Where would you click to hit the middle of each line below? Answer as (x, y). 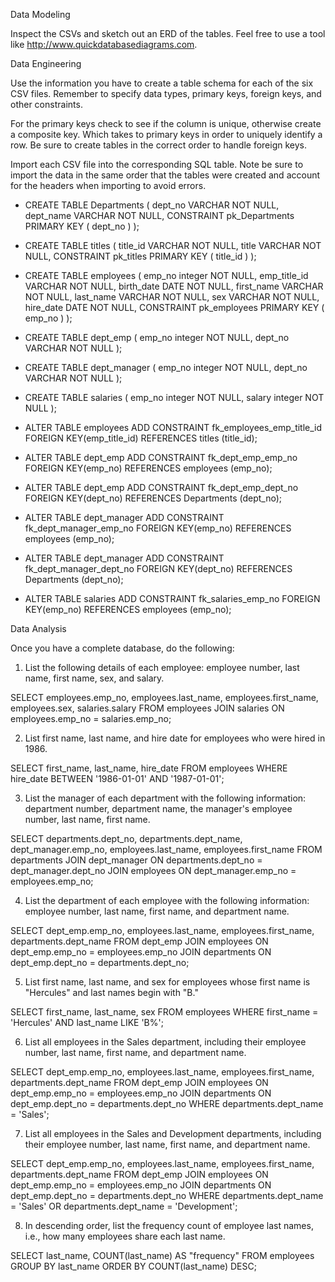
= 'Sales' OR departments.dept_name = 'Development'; (124, 1206)
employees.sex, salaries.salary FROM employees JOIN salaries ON (147, 708)
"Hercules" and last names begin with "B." (111, 992)
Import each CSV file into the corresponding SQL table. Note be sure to (157, 164)
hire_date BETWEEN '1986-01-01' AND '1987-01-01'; (117, 778)
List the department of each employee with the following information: (167, 900)
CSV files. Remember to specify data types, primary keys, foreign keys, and (166, 93)
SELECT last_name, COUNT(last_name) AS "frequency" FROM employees (162, 1255)
